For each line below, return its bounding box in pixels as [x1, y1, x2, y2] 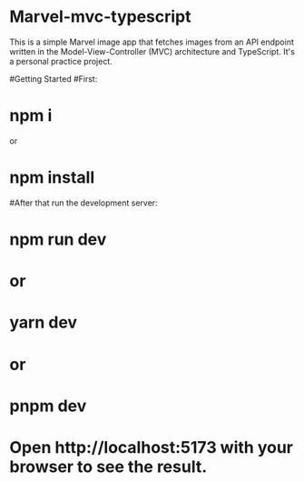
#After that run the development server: [9, 197, 158, 208]
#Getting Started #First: [9, 73, 98, 84]
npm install [9, 167, 95, 188]
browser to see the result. [9, 457, 207, 477]
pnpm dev [9, 396, 87, 416]
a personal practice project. [9, 55, 113, 66]
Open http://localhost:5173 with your [9, 437, 293, 457]
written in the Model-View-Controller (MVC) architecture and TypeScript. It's [9, 45, 295, 56]
